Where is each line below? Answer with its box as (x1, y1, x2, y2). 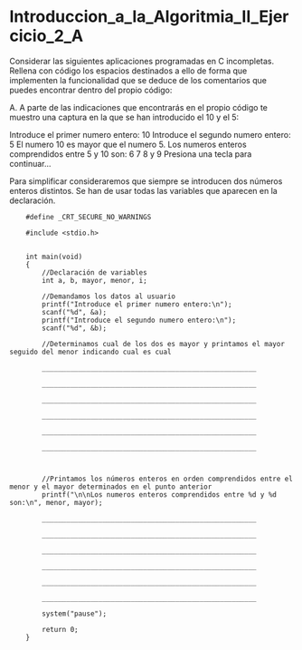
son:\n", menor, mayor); (9, 498, 103, 507)
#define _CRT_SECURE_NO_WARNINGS (25, 212, 152, 221)
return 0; (42, 625, 79, 634)
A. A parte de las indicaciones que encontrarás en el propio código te (9, 102, 269, 112)
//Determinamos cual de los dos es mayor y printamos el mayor (42, 339, 285, 348)
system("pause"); (42, 609, 107, 618)
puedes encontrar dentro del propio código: (9, 84, 173, 95)
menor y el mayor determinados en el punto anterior (9, 482, 212, 491)
